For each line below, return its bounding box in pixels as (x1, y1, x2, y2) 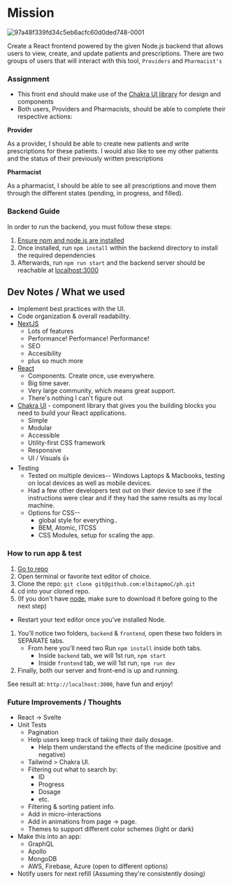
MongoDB (27, 854, 57, 863)
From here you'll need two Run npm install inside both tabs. (27, 643, 202, 652)
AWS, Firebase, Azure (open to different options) (27, 862, 168, 870)
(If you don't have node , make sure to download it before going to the (17, 594, 218, 603)
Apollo (27, 846, 47, 856)
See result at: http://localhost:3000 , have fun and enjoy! (7, 680, 173, 688)
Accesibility (27, 349, 61, 358)
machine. (27, 501, 55, 509)
